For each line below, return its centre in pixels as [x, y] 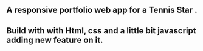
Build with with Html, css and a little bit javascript [101, 31]
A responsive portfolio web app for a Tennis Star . [102, 10]
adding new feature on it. [55, 40]
